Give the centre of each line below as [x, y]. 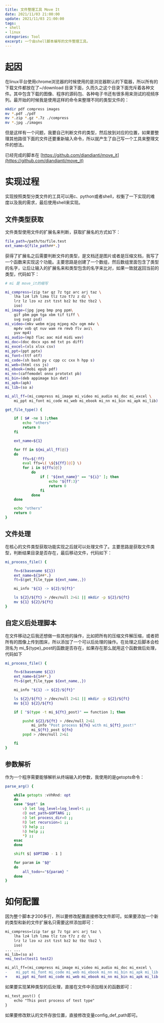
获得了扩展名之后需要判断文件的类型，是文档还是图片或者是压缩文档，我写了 [82, 256]
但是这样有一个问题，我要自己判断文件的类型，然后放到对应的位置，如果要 [80, 133]
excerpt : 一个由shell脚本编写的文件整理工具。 [48, 42]
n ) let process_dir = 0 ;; [48, 818]
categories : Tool [23, 37]
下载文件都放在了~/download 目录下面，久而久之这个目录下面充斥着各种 [78, 87]
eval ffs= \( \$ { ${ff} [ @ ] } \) [52, 463]
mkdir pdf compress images [32, 109]
